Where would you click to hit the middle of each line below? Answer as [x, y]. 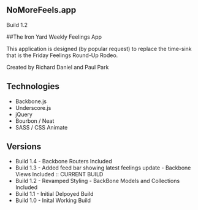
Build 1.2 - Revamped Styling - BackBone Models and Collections [97, 181]
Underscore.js [33, 107]
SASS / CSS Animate [41, 127]
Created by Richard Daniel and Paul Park [58, 67]
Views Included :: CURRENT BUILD [59, 174]
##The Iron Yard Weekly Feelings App [54, 37]
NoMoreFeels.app [41, 10]
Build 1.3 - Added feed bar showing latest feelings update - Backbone [103, 168]
